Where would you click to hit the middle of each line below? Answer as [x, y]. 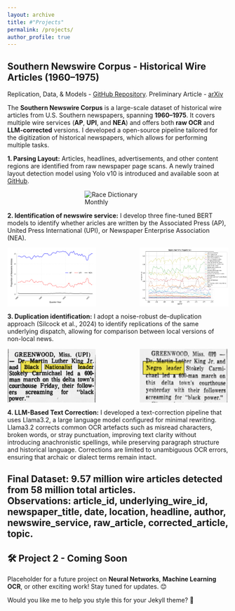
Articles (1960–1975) [53, 77]
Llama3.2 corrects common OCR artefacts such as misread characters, [110, 427]
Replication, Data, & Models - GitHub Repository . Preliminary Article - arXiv [115, 94]
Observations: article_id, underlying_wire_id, [108, 501]
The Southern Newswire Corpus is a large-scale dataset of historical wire [115, 108]
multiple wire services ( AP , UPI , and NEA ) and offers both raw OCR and [111, 123]
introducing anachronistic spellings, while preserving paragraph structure [113, 442]
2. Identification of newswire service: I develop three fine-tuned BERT [110, 216]
